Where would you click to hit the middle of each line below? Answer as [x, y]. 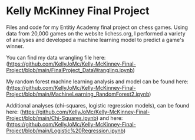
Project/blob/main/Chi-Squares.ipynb [52, 118]
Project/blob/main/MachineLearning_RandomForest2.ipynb [78, 94]
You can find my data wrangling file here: [56, 57]
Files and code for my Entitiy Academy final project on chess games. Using [97, 27]
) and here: [110, 118]
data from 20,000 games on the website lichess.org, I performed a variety [96, 33]
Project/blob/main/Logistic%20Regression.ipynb [65, 131]
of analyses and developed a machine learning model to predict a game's [95, 40]
